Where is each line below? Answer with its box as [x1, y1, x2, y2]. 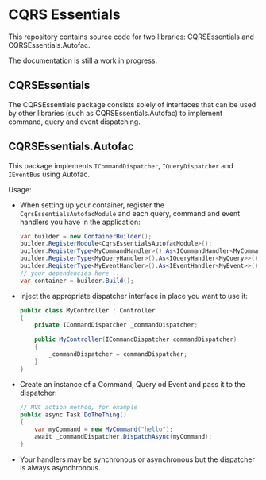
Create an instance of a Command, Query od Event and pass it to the [19, 379, 245, 389]
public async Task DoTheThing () [19, 411, 127, 419]
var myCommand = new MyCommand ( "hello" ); [34, 425, 173, 434]
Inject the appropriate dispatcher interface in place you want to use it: [19, 291, 249, 300]
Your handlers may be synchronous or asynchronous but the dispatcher [19, 455, 256, 464]
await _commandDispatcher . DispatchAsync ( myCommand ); [34, 433, 213, 441]
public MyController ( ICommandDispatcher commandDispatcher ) [34, 335, 237, 343]
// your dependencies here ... [19, 269, 124, 277]
